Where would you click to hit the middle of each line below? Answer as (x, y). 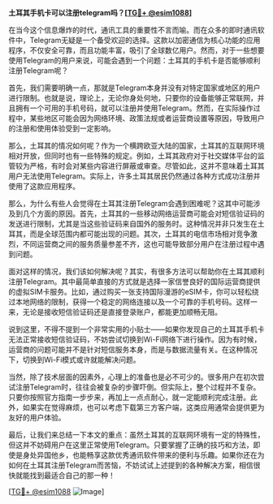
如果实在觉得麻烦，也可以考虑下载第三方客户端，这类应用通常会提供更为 (143, 407)
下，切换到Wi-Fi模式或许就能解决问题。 (74, 360)
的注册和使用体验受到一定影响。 (62, 128)
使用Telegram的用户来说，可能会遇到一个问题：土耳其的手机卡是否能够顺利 (134, 60)
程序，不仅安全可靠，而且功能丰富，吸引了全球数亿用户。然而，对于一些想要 (136, 50)
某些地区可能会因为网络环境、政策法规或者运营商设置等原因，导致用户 (147, 118)
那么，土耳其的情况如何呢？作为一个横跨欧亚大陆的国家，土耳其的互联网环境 (136, 146)
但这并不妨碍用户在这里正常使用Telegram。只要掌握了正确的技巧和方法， (131, 445)
